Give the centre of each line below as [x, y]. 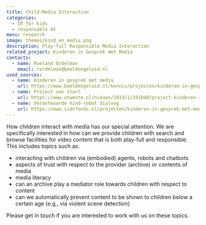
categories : [21, 18]
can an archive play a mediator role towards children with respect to [101, 184]
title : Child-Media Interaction [48, 12]
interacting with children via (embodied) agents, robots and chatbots [102, 158]
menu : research [26, 35]
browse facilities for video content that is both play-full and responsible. [97, 139]
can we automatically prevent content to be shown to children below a [104, 197]
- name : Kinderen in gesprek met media [63, 80]
